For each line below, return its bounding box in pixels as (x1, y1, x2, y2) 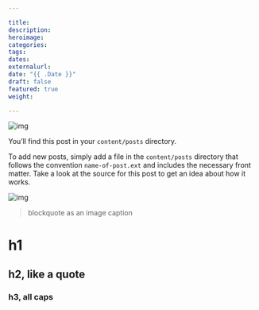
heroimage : (8, 33, 44, 41)
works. (8, 177, 31, 187)
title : (8, 18, 30, 26)
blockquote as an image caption (27, 208, 133, 218)
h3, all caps (8, 291, 54, 302)
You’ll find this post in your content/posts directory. (8, 137, 177, 146)
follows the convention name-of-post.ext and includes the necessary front (8, 161, 252, 170)
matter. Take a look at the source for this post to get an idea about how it (8, 169, 246, 179)
